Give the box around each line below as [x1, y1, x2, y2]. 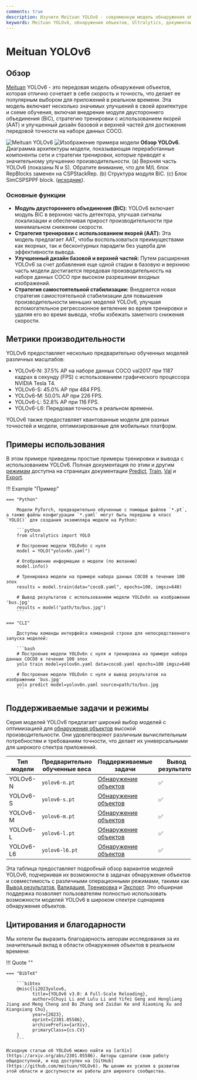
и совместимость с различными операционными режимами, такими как [6, 878, 189, 885]
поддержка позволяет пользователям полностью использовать [6, 890, 167, 897]
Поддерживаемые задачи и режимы [6, 703, 150, 713]
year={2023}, [32, 1011, 64, 1018]
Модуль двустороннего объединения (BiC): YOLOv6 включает [14, 204, 174, 212]
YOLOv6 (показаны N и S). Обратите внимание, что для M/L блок [6, 164, 169, 171]
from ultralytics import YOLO [16, 533, 91, 539]
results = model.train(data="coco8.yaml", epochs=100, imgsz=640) [16, 584, 182, 590]
